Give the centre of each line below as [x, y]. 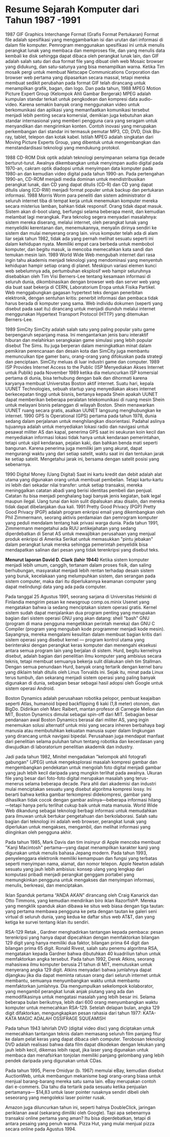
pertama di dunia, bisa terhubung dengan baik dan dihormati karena [76, 378]
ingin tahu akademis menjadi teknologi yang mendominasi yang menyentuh [84, 260]
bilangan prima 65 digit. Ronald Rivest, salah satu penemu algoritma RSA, [82, 948]
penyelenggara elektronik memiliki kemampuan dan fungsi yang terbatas [81, 858]
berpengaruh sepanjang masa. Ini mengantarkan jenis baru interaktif [77, 334]
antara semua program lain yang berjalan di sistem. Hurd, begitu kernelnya [83, 650]
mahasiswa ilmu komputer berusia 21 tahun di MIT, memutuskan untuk [79, 964]
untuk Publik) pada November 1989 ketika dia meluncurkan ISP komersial [82, 373]
